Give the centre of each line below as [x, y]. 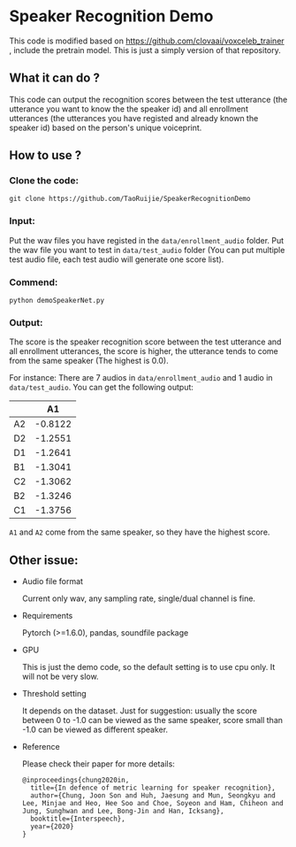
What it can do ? [54, 78]
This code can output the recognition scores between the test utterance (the [148, 99]
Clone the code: [44, 181]
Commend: [34, 282]
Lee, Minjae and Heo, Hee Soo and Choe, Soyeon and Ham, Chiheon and [153, 804]
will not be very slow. [60, 677]
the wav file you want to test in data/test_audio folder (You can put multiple [147, 250]
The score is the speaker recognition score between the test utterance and [145, 342]
